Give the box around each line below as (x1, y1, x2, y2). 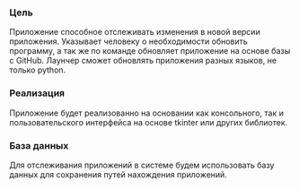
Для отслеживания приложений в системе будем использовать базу (9, 159, 275, 170)
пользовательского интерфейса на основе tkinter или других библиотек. (9, 116, 288, 127)
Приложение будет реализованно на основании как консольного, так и (9, 107, 285, 118)
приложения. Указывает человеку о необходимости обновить (9, 36, 249, 47)
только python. (9, 64, 66, 75)
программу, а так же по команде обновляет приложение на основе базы (9, 46, 291, 56)
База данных (9, 139, 69, 151)
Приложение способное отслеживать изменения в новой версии (9, 27, 260, 38)
